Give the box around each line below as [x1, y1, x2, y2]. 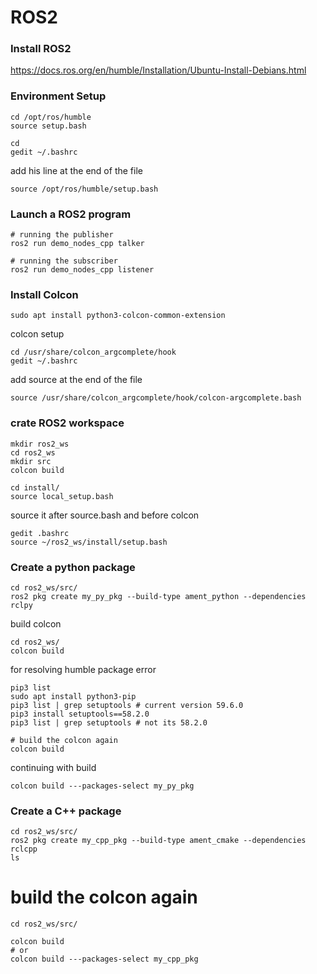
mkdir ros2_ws [10, 439, 70, 449]
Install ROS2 [10, 42, 72, 56]
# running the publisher [10, 230, 114, 240]
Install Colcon [10, 288, 79, 301]
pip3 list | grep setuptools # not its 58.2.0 [10, 717, 208, 728]
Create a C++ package [10, 804, 122, 818]
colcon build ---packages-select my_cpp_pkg [10, 954, 199, 965]
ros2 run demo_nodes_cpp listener [10, 265, 155, 275]
